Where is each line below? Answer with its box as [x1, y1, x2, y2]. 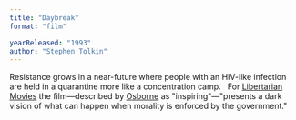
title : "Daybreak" [9, 13, 79, 23]
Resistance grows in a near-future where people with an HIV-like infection [9, 72, 287, 83]
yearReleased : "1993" [9, 38, 92, 47]
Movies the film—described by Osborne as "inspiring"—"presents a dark [9, 91, 282, 102]
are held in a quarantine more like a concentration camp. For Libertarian [9, 81, 283, 92]
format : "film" [9, 22, 67, 31]
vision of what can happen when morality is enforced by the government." [9, 101, 288, 112]
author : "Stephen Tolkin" [9, 46, 107, 55]
